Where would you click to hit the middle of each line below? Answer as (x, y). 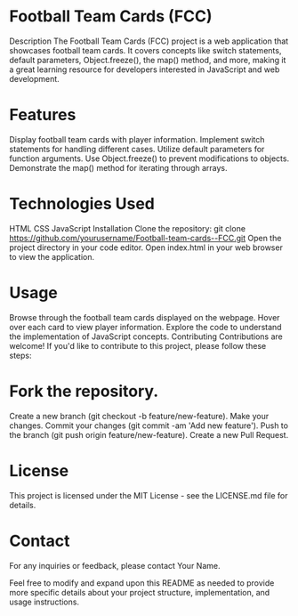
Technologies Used (82, 204)
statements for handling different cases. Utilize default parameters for (137, 149)
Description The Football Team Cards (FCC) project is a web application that (149, 41)
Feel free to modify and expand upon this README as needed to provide (142, 583)
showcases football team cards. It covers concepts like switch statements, (145, 50)
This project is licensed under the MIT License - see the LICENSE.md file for (149, 495)
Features (43, 115)
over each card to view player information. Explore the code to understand (145, 327)
